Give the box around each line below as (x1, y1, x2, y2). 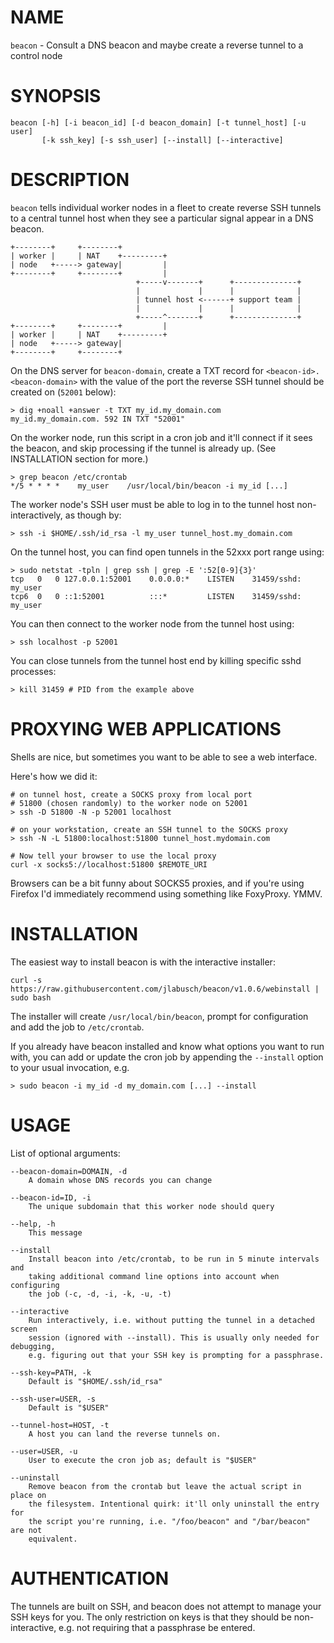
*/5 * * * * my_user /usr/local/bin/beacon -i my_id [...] (10, 481, 288, 491)
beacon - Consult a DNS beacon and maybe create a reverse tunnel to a (10, 39, 304, 51)
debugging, (10, 1341, 56, 1351)
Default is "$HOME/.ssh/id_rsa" (28, 1376, 163, 1386)
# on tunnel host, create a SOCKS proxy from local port (10, 789, 253, 800)
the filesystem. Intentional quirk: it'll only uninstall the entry (28, 1499, 320, 1509)
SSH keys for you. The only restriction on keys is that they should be (10, 1611, 292, 1623)
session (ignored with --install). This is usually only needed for (28, 1332, 320, 1343)
